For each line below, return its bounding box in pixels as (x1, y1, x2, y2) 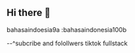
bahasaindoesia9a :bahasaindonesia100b (6, 25, 127, 33)
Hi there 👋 (6, 7, 51, 19)
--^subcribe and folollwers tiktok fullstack (6, 39, 128, 47)
